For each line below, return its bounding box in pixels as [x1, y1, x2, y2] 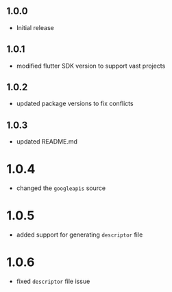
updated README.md [16, 137, 78, 146]
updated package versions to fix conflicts [16, 99, 134, 108]
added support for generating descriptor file [16, 230, 143, 239]
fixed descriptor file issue [16, 277, 90, 286]
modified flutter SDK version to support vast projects [16, 62, 166, 70]
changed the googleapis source [16, 184, 106, 192]
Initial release [16, 23, 54, 31]
